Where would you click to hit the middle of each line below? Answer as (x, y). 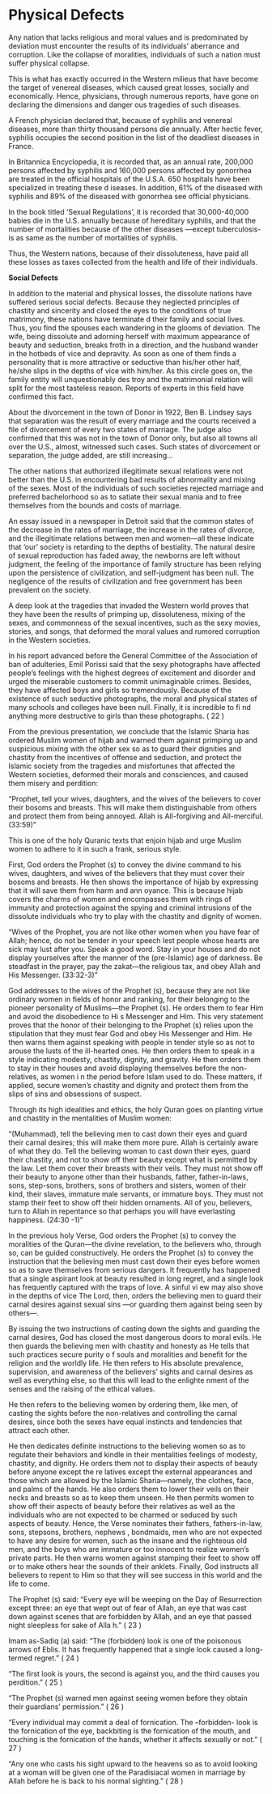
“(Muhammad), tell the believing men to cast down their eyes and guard (128, 1133)
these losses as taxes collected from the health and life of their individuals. (133, 261)
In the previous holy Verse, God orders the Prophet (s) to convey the (122, 1235)
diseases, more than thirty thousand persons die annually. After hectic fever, (136, 129)
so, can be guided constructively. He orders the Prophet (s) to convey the (131, 1252)
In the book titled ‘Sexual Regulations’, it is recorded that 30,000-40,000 (129, 211)
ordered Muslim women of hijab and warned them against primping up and (133, 740)
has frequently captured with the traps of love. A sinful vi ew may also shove (136, 1287)
